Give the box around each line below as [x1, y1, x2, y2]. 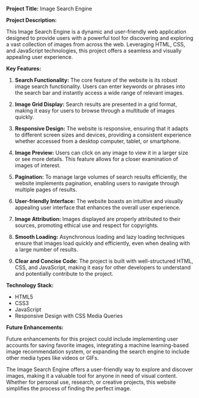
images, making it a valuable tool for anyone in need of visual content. [6, 372, 178, 379]
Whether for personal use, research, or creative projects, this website [6, 378, 176, 385]
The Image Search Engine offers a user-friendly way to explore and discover [6, 366, 193, 373]
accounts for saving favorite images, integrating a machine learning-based [6, 342, 189, 349]
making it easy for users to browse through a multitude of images [14, 107, 175, 114]
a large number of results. [14, 246, 78, 253]
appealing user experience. [6, 54, 73, 60]
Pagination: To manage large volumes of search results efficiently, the [14, 173, 187, 181]
